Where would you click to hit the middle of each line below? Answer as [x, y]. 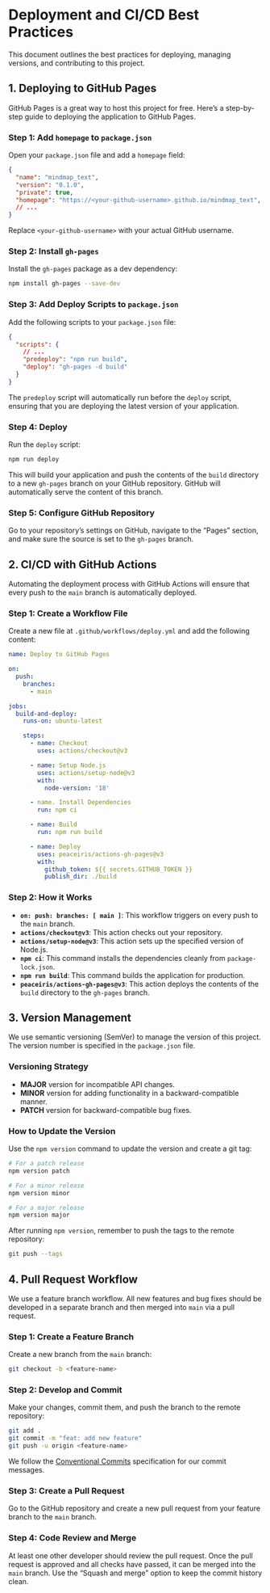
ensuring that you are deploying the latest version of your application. [124, 406]
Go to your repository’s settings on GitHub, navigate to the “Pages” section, [133, 530]
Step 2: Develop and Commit [65, 1390]
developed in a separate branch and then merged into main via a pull [122, 1307]
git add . [25, 1431]
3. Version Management [70, 1018]
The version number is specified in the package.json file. [102, 1046]
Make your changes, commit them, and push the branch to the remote [125, 1407]
